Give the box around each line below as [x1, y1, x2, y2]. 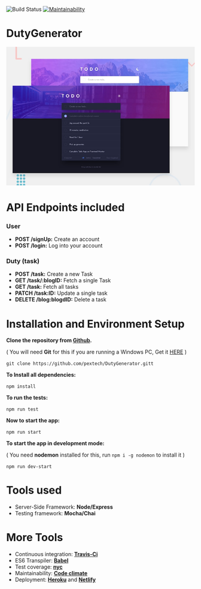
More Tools [6, 531, 63, 545]
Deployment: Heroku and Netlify [14, 576, 96, 584]
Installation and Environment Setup [6, 317, 185, 331]
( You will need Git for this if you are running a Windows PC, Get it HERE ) [6, 348, 187, 356]
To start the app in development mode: [6, 440, 105, 447]
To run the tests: [6, 394, 48, 401]
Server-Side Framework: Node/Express [14, 503, 113, 511]
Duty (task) [6, 256, 40, 265]
